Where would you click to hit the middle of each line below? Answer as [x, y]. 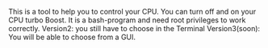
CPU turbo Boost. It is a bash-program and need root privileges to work [127, 20]
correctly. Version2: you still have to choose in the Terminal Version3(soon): [134, 28]
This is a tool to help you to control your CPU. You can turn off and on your [132, 12]
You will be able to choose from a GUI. [72, 37]
